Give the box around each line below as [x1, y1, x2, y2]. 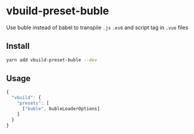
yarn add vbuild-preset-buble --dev [6, 57, 97, 63]
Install [6, 41, 30, 51]
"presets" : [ [17, 100, 50, 107]
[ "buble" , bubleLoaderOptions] [21, 106, 100, 112]
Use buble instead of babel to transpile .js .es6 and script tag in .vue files [6, 24, 189, 31]
